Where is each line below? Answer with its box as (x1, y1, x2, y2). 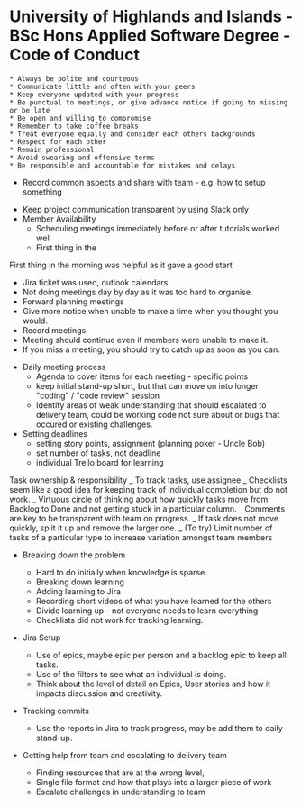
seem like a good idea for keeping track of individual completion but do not (9, 484, 288, 494)
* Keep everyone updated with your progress (9, 90, 179, 99)
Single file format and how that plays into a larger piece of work (35, 776, 272, 787)
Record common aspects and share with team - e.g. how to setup (22, 177, 266, 187)
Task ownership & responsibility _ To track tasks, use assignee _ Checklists (9, 475, 288, 485)
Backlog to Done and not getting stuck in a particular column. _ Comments (9, 503, 286, 514)
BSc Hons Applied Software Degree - (9, 25, 291, 46)
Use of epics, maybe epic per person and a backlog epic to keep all (35, 649, 287, 660)
